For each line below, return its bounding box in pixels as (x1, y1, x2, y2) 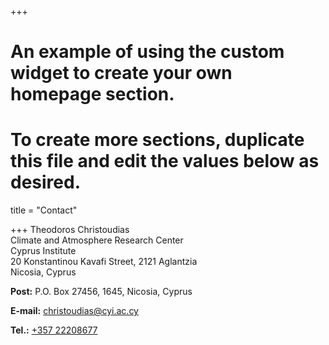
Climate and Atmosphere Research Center (10, 234, 184, 246)
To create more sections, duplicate (10, 129, 305, 151)
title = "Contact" (10, 204, 78, 216)
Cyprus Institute (10, 245, 77, 257)
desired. (10, 171, 81, 194)
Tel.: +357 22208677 (10, 324, 98, 336)
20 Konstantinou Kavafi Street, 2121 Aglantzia (10, 256, 198, 268)
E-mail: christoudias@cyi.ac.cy (10, 305, 139, 317)
